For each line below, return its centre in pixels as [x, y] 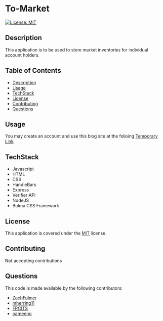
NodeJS [20, 200]
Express [20, 190]
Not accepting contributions [34, 261]
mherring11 [23, 303]
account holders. [22, 55]
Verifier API [24, 195]
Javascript [23, 169]
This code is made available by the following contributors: [64, 288]
